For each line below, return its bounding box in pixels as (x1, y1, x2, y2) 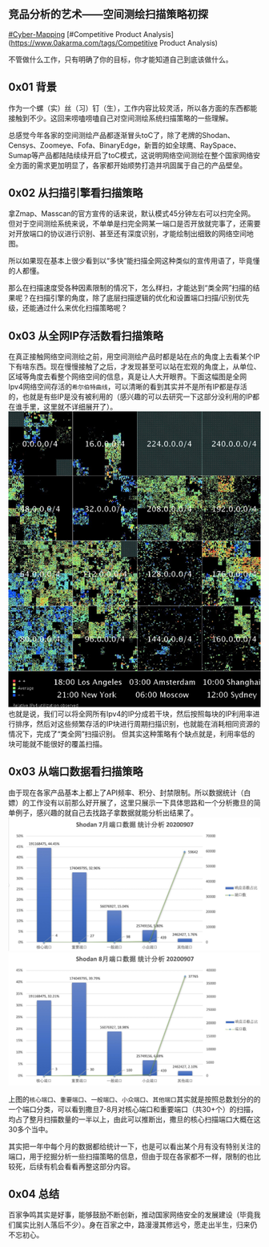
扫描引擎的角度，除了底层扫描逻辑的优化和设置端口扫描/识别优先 (35, 293, 250, 303)
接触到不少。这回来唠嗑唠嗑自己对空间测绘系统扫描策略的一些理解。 (8, 113, 233, 123)
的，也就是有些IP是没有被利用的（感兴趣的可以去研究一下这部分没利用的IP (8, 392, 253, 401)
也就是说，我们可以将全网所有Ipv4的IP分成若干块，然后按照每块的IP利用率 (8, 709, 254, 719)
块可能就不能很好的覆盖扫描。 (8, 739, 106, 748)
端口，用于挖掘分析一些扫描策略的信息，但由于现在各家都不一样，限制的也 (8, 1151, 254, 1161)
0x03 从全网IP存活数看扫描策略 (8, 328, 164, 343)
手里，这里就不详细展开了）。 (22, 402, 118, 412)
